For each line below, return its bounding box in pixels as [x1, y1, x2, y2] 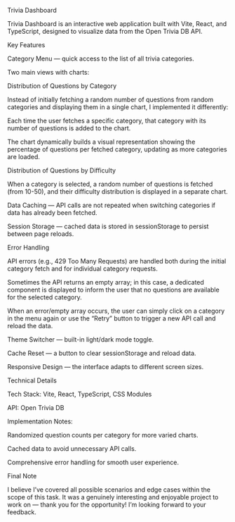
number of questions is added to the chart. [7, 124, 131, 132]
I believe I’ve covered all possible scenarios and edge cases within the [7, 485, 210, 494]
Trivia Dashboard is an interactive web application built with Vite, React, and [7, 20, 227, 27]
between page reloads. [7, 230, 74, 238]
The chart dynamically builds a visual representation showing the [7, 137, 196, 146]
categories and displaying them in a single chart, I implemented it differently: [7, 103, 229, 111]
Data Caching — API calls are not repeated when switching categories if [7, 201, 216, 209]
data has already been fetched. [7, 209, 98, 217]
